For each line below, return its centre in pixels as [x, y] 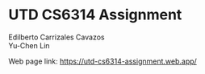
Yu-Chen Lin [29, 45]
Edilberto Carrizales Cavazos [56, 37]
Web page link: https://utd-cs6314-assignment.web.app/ [103, 61]
